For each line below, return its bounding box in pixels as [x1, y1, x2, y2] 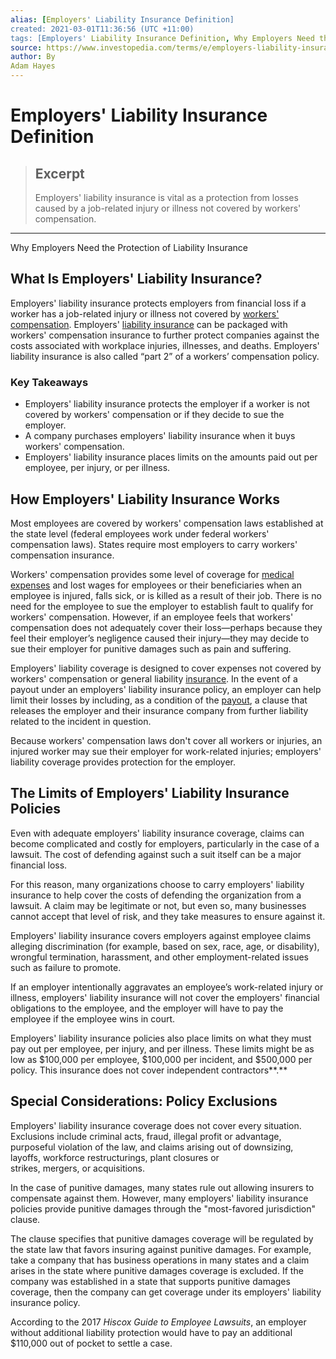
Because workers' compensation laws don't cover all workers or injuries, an [10, 734, 323, 746]
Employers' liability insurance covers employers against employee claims [10, 929, 312, 941]
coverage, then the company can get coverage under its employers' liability [10, 1286, 322, 1298]
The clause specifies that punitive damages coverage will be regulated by [10, 1232, 314, 1245]
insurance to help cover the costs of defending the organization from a [10, 889, 302, 901]
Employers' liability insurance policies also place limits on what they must [10, 1032, 312, 1044]
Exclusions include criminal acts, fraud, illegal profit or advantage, [10, 1130, 282, 1142]
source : [10, 42, 43, 53]
